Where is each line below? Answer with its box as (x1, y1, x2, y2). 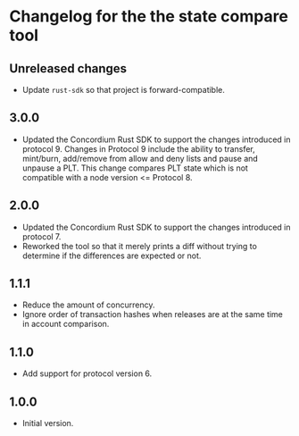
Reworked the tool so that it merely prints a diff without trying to (21, 240, 257, 251)
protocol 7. (21, 231, 62, 242)
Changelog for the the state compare (9, 6, 288, 27)
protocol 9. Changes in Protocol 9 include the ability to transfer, (21, 143, 256, 154)
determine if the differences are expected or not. (21, 250, 202, 261)
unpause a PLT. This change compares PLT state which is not (21, 163, 248, 173)
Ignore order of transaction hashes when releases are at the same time (21, 309, 284, 320)
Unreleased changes (9, 61, 128, 76)
